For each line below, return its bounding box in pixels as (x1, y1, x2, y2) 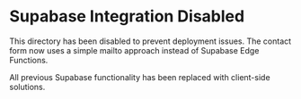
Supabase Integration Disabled (9, 6, 245, 27)
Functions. (9, 54, 49, 65)
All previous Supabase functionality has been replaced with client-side (9, 71, 271, 82)
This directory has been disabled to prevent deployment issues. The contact (9, 36, 292, 46)
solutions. (9, 81, 46, 92)
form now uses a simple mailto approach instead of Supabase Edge (9, 45, 260, 55)
